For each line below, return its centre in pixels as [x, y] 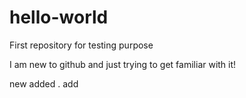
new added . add [44, 83]
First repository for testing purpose [81, 45]
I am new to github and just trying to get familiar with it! [123, 64]
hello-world [59, 17]
